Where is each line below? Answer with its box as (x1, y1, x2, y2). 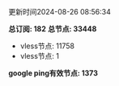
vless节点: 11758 (19, 41, 75, 51)
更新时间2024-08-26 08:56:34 (8, 7, 112, 16)
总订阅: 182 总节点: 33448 (8, 24, 97, 34)
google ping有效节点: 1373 (8, 68, 99, 78)
